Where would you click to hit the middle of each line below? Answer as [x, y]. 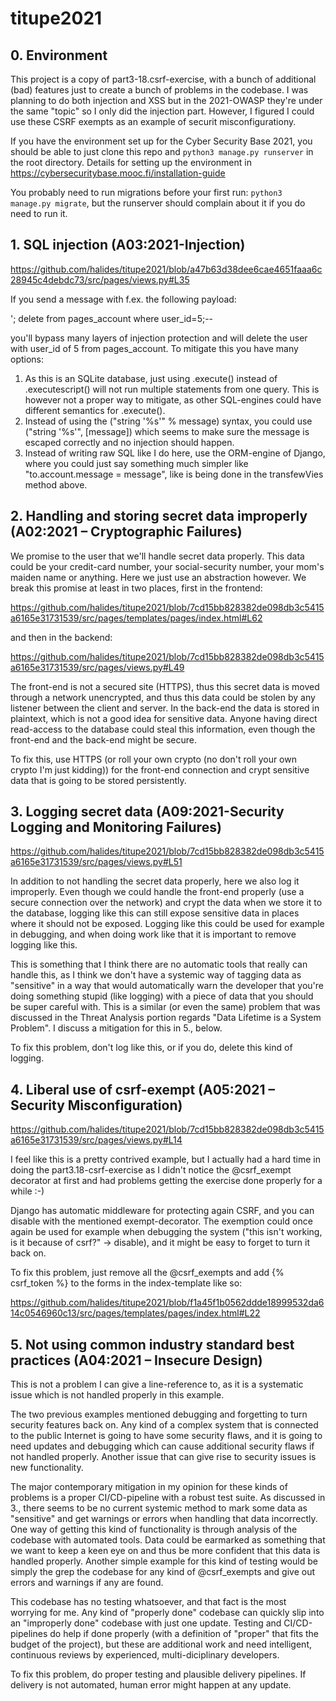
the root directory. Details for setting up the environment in [131, 162]
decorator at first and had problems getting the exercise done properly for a [166, 1181]
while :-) [27, 1191]
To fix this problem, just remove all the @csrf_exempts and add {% [147, 1273]
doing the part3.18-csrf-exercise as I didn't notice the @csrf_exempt [151, 1170]
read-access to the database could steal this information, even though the [163, 729]
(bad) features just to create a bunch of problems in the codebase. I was [159, 90]
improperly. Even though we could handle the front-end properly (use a [157, 892]
